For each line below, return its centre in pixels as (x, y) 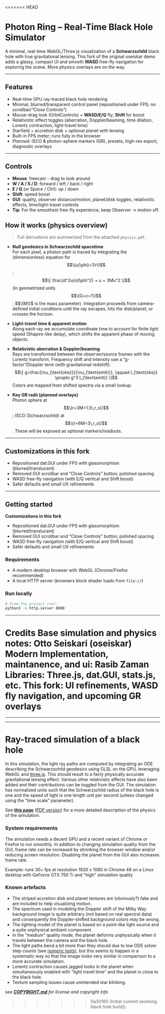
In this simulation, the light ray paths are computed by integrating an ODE (79, 764)
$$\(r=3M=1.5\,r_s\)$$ (86, 408)
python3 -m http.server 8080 (35, 608)
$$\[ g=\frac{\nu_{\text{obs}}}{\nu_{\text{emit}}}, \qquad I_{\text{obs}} (86, 372)
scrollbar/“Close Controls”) (40, 109)
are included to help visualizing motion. (52, 903)
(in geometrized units (34, 288)
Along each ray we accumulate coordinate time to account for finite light (85, 329)
